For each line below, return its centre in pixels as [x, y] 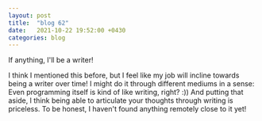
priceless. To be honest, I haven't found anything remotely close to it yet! [127, 109]
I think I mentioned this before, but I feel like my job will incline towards [124, 75]
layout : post [30, 15]
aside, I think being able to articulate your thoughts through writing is [121, 100]
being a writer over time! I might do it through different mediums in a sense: [131, 84]
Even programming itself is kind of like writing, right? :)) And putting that [126, 93]
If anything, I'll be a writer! [51, 60]
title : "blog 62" [39, 23]
